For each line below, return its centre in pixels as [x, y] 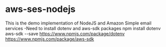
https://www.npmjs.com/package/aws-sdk [50, 39]
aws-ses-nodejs [40, 9]
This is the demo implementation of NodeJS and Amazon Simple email [78, 23]
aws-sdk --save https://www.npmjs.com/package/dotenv [65, 33]
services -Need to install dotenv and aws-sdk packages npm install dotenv [83, 28]
